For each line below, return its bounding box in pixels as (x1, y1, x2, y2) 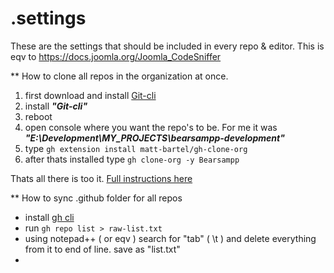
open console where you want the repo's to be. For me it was (24, 121, 278, 133)
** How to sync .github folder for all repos (10, 192, 183, 204)
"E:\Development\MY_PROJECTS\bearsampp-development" (24, 132, 285, 144)
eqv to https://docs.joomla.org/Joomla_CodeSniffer (10, 50, 222, 62)
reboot (24, 110, 53, 122)
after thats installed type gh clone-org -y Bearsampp (24, 153, 240, 165)
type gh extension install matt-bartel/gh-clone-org (24, 142, 248, 154)
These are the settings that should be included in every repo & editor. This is (10, 40, 325, 52)
